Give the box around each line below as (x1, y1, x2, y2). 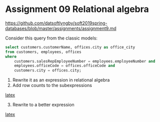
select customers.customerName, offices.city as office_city (5, 44, 135, 49)
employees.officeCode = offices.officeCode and (14, 63, 115, 68)
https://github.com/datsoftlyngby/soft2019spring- (5, 20, 107, 26)
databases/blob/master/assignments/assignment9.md (5, 25, 116, 31)
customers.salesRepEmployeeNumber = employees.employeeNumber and (14, 58, 155, 63)
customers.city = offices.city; (14, 68, 81, 73)
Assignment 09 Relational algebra (5, 3, 149, 15)
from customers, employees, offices (5, 49, 81, 54)
